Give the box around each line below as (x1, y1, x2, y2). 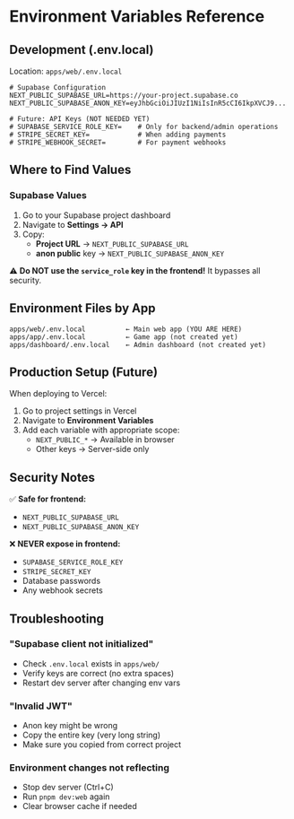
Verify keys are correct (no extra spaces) (22, 667, 175, 678)
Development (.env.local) (9, 42, 154, 57)
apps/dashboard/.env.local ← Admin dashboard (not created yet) (9, 340, 267, 349)
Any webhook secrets (22, 585, 103, 596)
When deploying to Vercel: (9, 388, 108, 399)
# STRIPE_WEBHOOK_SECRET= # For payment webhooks (9, 138, 227, 147)
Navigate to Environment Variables (22, 415, 154, 426)
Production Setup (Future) (9, 364, 159, 379)
